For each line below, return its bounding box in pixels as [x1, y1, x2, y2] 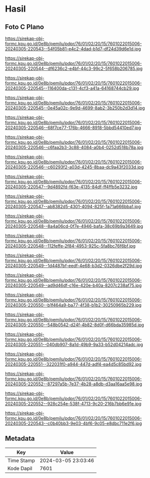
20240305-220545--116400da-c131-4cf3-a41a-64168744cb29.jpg [5, 85, 139, 91]
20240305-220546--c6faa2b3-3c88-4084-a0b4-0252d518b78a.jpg [5, 145, 144, 150]
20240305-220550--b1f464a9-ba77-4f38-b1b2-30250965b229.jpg [5, 302, 142, 308]
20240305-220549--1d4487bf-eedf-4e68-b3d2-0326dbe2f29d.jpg [5, 263, 142, 268]
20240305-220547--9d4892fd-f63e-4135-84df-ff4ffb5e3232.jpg [5, 184, 137, 190]
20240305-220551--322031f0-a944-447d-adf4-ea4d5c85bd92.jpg [5, 362, 142, 367]
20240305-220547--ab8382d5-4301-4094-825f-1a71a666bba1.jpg [5, 204, 141, 209]
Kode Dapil [7, 465, 33, 472]
